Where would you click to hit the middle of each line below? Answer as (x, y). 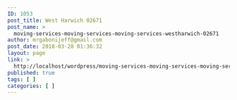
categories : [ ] (31, 86)
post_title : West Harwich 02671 (55, 20)
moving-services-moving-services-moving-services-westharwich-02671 (116, 33)
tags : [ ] (22, 79)
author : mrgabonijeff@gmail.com (55, 40)
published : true (31, 73)
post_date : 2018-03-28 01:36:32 (55, 46)
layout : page (26, 54)
